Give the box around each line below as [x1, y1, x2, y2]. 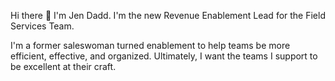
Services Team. [10, 20, 75, 32]
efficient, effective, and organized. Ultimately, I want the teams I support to [10, 50, 318, 62]
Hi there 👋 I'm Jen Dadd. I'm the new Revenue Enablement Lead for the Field [10, 10, 326, 21]
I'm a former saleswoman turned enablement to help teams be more [10, 40, 291, 51]
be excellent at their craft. [10, 61, 117, 72]
